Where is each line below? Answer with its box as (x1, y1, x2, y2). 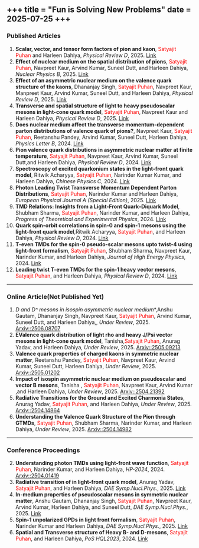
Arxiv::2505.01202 (15, 369, 60, 376)
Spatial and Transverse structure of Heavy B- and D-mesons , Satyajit (15, 529, 188, 536)
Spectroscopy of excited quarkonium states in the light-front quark (15, 165, 184, 172)
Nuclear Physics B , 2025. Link (15, 71, 89, 78)
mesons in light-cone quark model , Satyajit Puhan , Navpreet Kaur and (15, 108, 188, 115)
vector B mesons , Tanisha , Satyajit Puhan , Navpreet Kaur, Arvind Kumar (15, 381, 193, 388)
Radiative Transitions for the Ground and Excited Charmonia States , (15, 394, 185, 401)
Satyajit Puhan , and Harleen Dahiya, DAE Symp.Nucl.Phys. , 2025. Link (15, 485, 186, 492)
